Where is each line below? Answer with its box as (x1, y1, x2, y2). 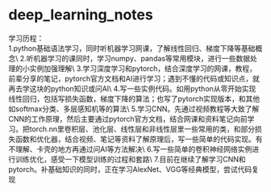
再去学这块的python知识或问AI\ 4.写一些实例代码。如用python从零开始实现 (8, 83, 256, 94)
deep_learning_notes (8, 6, 153, 24)
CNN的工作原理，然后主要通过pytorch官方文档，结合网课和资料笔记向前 (8, 114, 248, 123)
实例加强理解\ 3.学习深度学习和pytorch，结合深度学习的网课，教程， (29, 63, 256, 73)
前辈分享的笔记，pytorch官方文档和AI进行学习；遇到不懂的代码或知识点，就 (8, 73, 260, 83)
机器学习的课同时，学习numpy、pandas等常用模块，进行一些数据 (33, 53, 251, 63)
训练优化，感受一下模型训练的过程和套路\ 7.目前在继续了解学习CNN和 (15, 154, 246, 164)
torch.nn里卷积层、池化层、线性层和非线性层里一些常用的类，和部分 (29, 123, 256, 134)
